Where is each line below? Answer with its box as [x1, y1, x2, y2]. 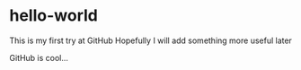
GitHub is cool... [9, 52, 69, 63]
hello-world [9, 5, 99, 26]
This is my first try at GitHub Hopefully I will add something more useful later [9, 35, 292, 46]
